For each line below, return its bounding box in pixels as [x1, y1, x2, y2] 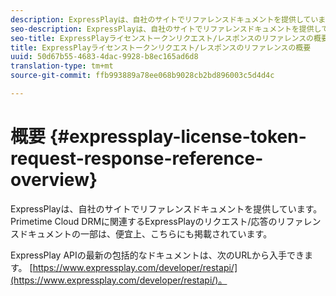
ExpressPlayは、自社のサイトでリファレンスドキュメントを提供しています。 [10, 202, 323, 215]
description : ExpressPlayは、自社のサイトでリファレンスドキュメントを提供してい [10, 14, 319, 25]
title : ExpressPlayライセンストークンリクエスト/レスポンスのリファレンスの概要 [10, 42, 312, 53]
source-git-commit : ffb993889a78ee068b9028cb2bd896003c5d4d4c [10, 71, 275, 81]
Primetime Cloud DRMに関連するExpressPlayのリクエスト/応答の [10, 215, 278, 227]
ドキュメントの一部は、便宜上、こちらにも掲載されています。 [18, 227, 273, 240]
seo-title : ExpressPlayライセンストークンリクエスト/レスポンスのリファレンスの [10, 33, 315, 43]
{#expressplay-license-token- [49, 126, 307, 148]
